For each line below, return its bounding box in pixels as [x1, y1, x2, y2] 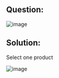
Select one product [6, 54, 54, 61]
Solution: [6, 38, 41, 48]
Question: [6, 5, 44, 15]
